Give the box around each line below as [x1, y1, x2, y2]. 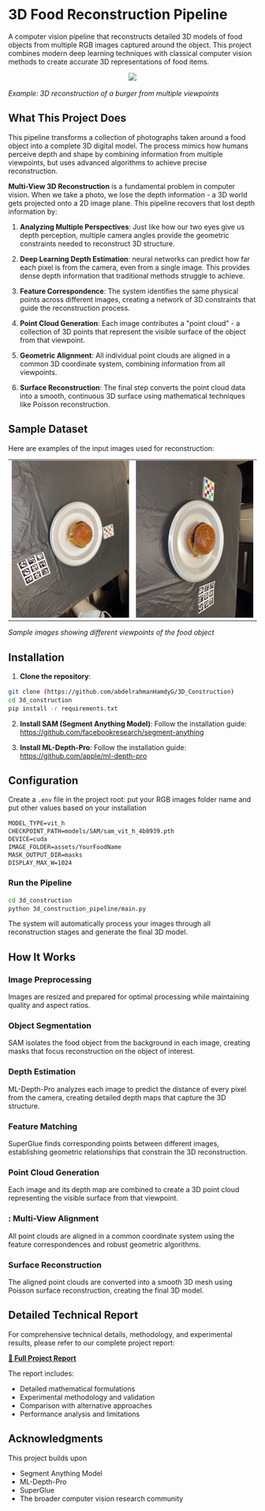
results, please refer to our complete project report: [8, 1338, 175, 1347]
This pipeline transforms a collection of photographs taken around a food [8, 132, 246, 142]
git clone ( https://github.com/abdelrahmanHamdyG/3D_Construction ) [8, 687, 235, 695]
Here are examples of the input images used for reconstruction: [8, 443, 215, 453]
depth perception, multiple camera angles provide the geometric [19, 230, 230, 240]
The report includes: [8, 1369, 75, 1378]
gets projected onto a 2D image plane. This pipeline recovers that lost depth [8, 198, 256, 207]
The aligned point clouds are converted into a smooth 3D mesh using [8, 1277, 233, 1286]
